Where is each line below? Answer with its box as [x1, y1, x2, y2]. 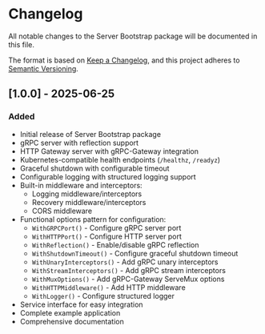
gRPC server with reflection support [19, 138, 139, 147]
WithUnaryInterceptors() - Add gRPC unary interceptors [31, 257, 219, 267]
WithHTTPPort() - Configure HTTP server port [31, 231, 183, 241]
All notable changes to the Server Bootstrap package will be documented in [8, 31, 258, 41]
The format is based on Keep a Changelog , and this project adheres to [8, 55, 240, 65]
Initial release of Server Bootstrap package [19, 129, 162, 139]
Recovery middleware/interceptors [31, 197, 147, 207]
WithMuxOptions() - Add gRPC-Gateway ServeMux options [31, 274, 225, 284]
